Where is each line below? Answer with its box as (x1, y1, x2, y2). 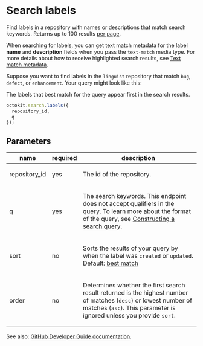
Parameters (6, 136, 51, 146)
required (51, 154, 77, 162)
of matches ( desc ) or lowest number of (82, 296, 192, 305)
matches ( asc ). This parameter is (82, 304, 176, 312)
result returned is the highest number (82, 289, 188, 297)
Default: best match (82, 259, 139, 268)
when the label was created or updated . (82, 252, 193, 260)
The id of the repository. (82, 170, 152, 179)
